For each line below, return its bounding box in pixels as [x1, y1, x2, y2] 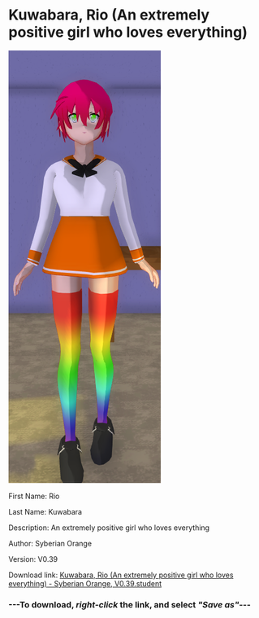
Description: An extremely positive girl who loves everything [8, 523, 209, 533]
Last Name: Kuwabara [8, 506, 83, 516]
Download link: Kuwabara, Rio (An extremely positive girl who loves [8, 570, 234, 580]
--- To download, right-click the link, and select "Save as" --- [8, 598, 252, 610]
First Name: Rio [8, 491, 60, 501]
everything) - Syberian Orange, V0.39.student [8, 578, 162, 588]
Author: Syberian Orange [8, 538, 92, 548]
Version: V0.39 [8, 554, 58, 563]
